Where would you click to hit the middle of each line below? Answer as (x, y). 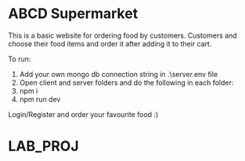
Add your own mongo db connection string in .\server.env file (119, 74)
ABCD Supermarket (73, 14)
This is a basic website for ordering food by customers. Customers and (122, 35)
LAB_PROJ (44, 146)
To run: (20, 59)
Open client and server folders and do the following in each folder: (126, 82)
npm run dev (40, 99)
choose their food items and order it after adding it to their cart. (110, 43)
